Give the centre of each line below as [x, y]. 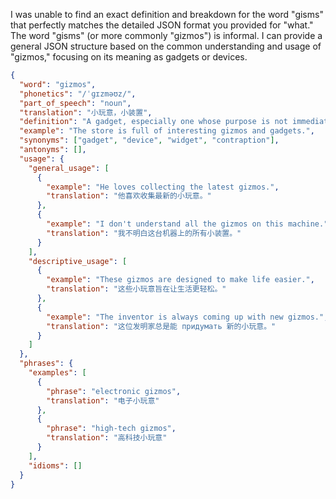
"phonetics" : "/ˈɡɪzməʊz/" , [78, 94]
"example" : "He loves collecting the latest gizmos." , [163, 187]
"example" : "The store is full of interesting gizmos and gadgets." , [167, 131]
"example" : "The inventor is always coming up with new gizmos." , [187, 317]
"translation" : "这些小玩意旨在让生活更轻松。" [136, 289]
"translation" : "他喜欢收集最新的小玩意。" [129, 196]
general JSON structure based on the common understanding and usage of [166, 46]
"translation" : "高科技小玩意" [107, 438]
